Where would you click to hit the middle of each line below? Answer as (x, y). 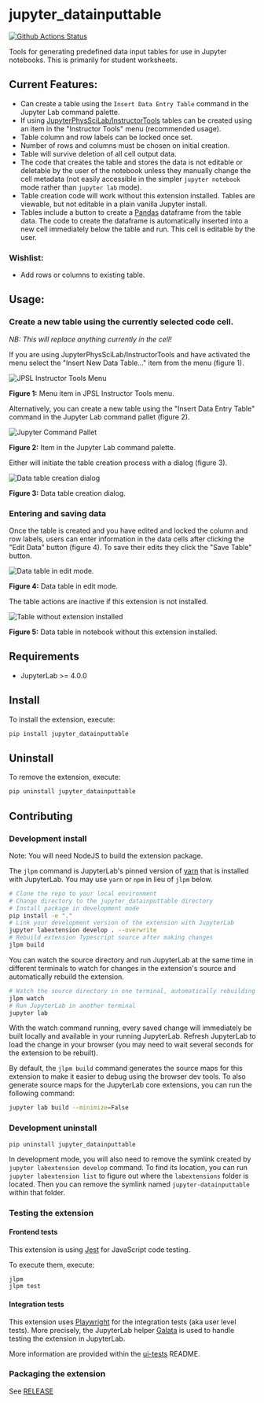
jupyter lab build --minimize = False (69, 1108)
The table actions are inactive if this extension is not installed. (109, 602)
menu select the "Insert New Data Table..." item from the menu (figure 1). (126, 363)
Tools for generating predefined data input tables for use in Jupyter (118, 51)
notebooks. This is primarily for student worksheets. (93, 60)
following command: (42, 1093)
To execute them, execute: (52, 1265)
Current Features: (53, 85)
